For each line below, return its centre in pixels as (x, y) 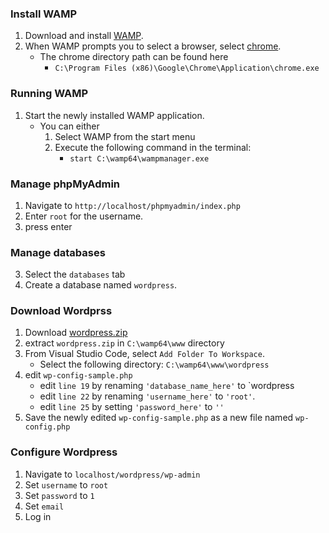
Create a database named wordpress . (101, 285)
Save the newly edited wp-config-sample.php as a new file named (159, 418)
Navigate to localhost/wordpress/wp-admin (112, 474)
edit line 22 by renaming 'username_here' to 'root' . (147, 396)
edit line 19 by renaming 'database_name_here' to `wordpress (167, 386)
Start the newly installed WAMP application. (114, 115)
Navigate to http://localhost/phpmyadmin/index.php (132, 205)
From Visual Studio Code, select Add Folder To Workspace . (144, 354)
